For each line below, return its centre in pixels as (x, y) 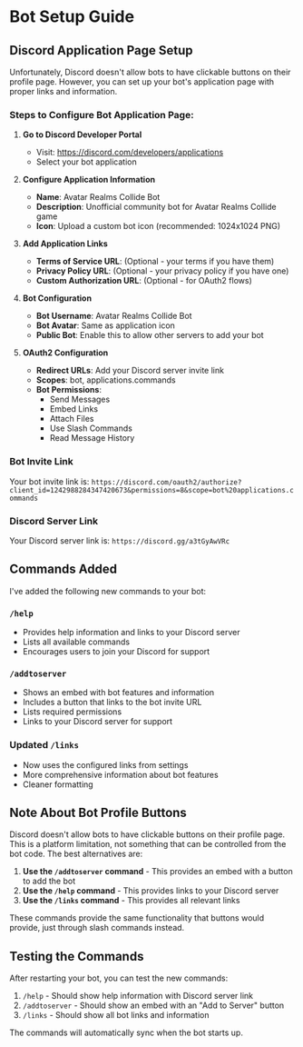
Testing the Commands (77, 956)
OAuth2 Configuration (65, 353)
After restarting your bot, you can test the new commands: (119, 978)
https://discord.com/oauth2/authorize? (166, 482)
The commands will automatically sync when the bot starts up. (126, 1032)
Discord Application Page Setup (101, 50)
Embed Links (73, 409)
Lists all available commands (76, 642)
